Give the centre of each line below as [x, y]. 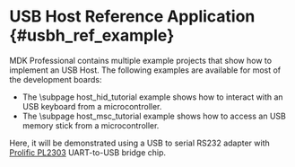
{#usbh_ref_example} [92, 35]
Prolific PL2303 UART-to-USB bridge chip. [88, 152]
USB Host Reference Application [132, 17]
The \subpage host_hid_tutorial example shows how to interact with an [153, 97]
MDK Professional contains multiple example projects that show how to [140, 60]
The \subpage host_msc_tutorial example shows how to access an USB [154, 116]
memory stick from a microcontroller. [91, 125]
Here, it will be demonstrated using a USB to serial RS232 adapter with [140, 143]
